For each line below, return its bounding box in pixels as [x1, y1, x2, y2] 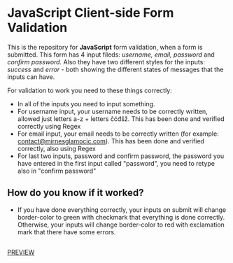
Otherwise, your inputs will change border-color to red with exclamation [17, 220, 225, 229]
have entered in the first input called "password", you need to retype [17, 159, 216, 167]
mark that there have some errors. [17, 227, 116, 236]
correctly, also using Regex [17, 144, 97, 152]
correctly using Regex [17, 122, 81, 130]
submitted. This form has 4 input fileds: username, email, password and [7, 50, 215, 59]
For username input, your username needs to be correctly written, [17, 107, 208, 115]
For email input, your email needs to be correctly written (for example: [17, 129, 219, 138]
